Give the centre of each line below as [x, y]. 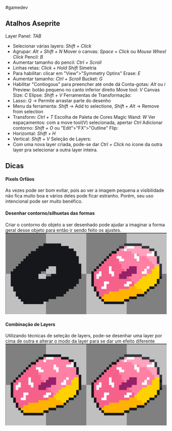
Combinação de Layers [30, 324]
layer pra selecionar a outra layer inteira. [55, 150]
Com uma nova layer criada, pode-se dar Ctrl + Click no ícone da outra [88, 144]
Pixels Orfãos [20, 179]
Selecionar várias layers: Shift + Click [52, 46]
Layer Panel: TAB [23, 36]
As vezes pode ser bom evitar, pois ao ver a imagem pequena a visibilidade [85, 190]
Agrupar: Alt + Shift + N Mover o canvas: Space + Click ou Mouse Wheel [89, 51]
